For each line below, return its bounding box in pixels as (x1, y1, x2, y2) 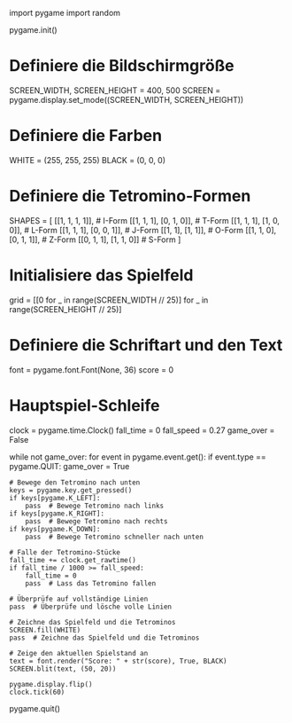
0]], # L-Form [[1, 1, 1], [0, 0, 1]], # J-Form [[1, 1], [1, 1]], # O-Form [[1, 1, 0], (9, 224, 277, 235)
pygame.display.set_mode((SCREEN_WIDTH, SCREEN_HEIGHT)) (9, 94, 244, 105)
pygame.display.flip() (9, 680, 93, 688)
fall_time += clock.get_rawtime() (9, 555, 137, 564)
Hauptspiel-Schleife (9, 395, 160, 415)
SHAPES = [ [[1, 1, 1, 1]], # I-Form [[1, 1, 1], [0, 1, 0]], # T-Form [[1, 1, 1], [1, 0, (9, 215, 280, 225)
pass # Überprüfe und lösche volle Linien (9, 602, 173, 611)
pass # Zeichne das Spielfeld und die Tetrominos (9, 633, 200, 642)
